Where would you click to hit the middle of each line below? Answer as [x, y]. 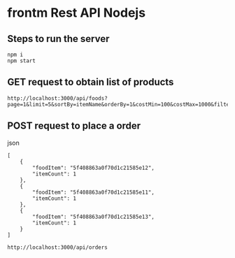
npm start [22, 61]
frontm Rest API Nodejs [76, 13]
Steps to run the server [58, 39]
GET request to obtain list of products [91, 82]
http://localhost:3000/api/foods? [58, 98]
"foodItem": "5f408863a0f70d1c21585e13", [94, 217]
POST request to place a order [74, 126]
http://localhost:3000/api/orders [58, 247]
